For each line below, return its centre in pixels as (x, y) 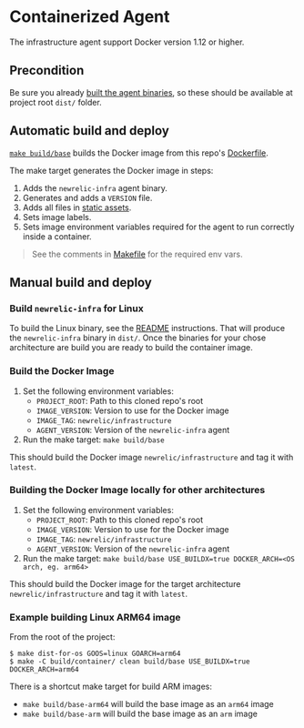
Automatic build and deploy (90, 131)
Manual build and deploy (81, 283)
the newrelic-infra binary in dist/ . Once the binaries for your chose (138, 338)
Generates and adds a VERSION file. (87, 197)
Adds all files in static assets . (77, 207)
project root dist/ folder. (56, 102)
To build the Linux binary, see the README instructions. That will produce (147, 329)
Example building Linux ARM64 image (95, 617)
